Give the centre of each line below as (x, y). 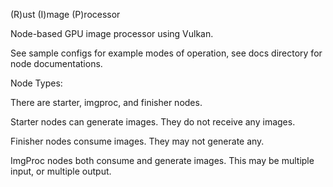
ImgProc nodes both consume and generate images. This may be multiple (162, 160)
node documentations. (56, 63)
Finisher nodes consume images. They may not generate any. (137, 141)
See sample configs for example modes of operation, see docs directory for (166, 53)
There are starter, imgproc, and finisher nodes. (106, 102)
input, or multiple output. (61, 171)
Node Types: (36, 83)
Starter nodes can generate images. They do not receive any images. (153, 122)
